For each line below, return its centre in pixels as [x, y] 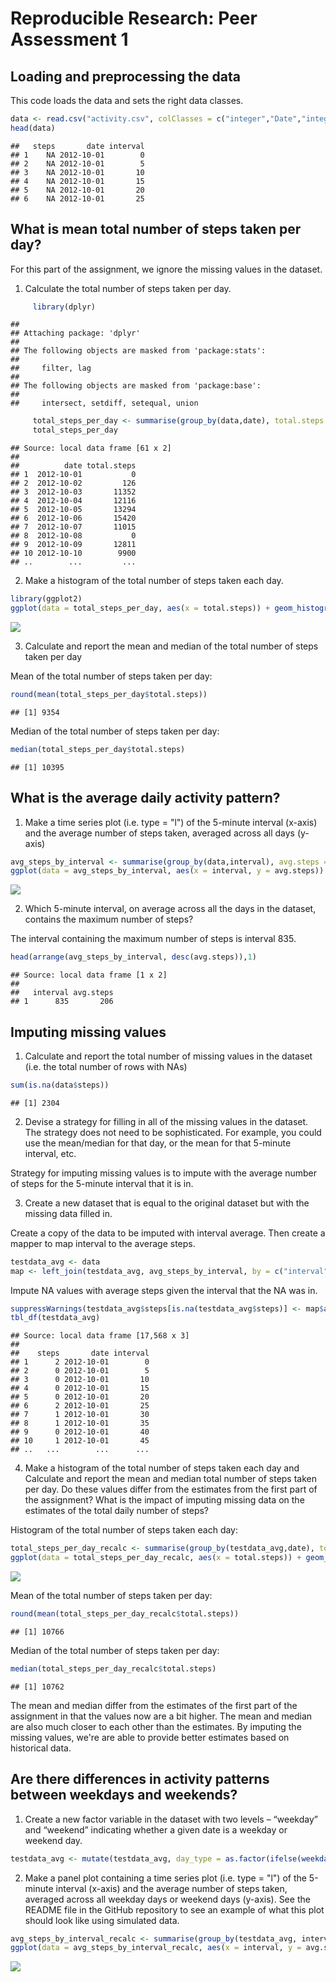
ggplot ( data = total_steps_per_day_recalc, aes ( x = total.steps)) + [156, 1558]
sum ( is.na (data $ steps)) [60, 1085]
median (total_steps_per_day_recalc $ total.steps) [113, 1668]
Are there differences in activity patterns [140, 1779]
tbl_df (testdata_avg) [55, 1318]
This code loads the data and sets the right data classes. [127, 100]
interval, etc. [50, 1153]
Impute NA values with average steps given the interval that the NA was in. [164, 1290]
